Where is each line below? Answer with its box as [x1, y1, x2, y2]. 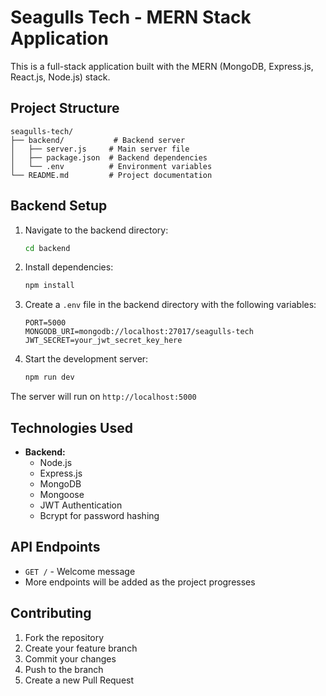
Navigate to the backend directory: [24, 224, 169, 236]
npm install [24, 281, 75, 291]
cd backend [24, 243, 71, 253]
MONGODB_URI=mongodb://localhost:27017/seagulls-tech [24, 327, 254, 337]
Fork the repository [24, 631, 105, 643]
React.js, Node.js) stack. [10, 71, 111, 83]
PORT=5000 [24, 318, 67, 328]
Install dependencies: [24, 261, 114, 273]
